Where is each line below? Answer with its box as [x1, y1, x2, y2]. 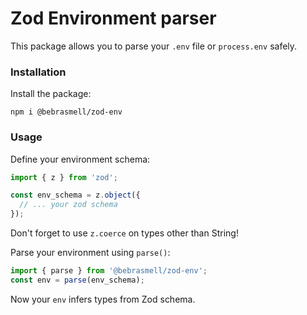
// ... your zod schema [19, 200, 118, 210]
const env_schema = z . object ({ [10, 190, 141, 201]
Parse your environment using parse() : [10, 247, 171, 259]
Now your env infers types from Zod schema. [10, 293, 196, 305]
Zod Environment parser [10, 7, 217, 30]
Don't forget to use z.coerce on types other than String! [10, 227, 239, 239]
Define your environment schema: [10, 153, 151, 165]
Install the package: [10, 88, 92, 100]
